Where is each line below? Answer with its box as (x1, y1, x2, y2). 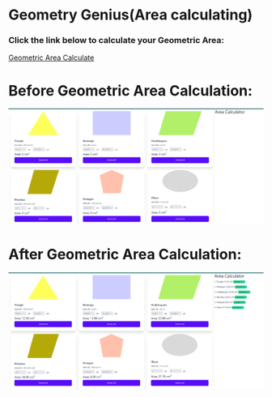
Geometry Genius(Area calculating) (8, 6, 253, 24)
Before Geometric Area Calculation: (8, 81, 253, 100)
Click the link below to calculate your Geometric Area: (8, 35, 224, 46)
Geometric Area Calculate (8, 53, 95, 62)
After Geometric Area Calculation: (8, 245, 242, 264)
